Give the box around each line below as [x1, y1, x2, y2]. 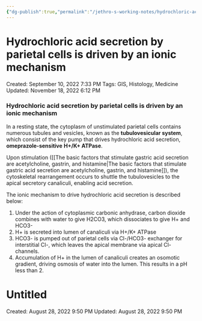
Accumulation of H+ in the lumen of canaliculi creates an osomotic [14, 254, 180, 261]
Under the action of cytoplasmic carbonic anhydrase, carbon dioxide [14, 209, 186, 216]
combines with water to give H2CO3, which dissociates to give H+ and [14, 215, 190, 223]
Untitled [6, 288, 47, 302]
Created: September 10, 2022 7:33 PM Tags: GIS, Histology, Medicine [6, 80, 179, 87]
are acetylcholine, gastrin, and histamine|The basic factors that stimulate [6, 160, 187, 167]
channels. [14, 248, 40, 255]
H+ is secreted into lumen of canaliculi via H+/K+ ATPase [14, 228, 156, 235]
